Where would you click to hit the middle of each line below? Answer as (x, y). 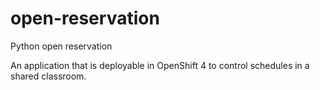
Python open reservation (61, 46)
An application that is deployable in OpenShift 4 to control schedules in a (160, 65)
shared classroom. (48, 76)
